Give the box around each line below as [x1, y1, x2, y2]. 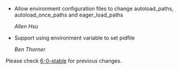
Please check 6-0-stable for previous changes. [5, 58, 122, 64]
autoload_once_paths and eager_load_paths [14, 11, 123, 18]
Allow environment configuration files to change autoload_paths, [14, 5, 174, 12]
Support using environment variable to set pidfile [14, 34, 135, 41]
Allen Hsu [14, 23, 38, 30]
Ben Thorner [14, 46, 46, 53]
